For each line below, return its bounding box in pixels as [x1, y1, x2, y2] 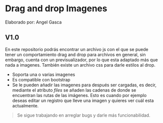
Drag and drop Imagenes [5, 3, 108, 14]
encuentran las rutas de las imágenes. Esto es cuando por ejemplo [12, 92, 147, 98]
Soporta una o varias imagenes [12, 72, 75, 77]
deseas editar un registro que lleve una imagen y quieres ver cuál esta [12, 98, 154, 103]
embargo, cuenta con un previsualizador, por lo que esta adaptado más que [5, 57, 158, 63]
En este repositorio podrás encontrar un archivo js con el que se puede [5, 46, 148, 52]
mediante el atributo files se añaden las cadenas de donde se [12, 87, 136, 93]
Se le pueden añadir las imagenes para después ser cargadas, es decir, [12, 82, 157, 88]
